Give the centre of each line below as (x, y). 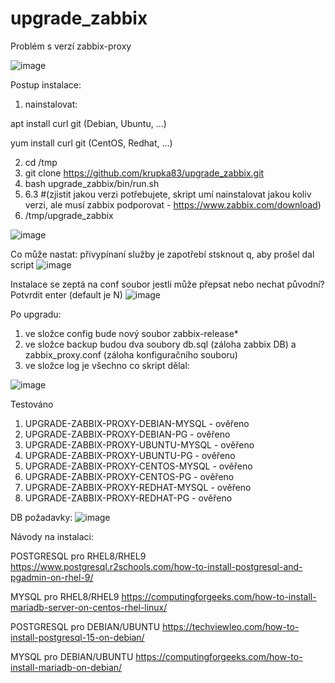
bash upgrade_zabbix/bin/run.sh (92, 183)
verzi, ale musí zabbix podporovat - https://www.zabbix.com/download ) (173, 204)
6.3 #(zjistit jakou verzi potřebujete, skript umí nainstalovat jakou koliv (168, 194)
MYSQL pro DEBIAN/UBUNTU (72, 656)
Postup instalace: (46, 84)
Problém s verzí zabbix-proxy (71, 46)
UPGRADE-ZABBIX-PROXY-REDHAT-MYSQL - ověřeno (138, 487)
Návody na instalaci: (52, 536)
